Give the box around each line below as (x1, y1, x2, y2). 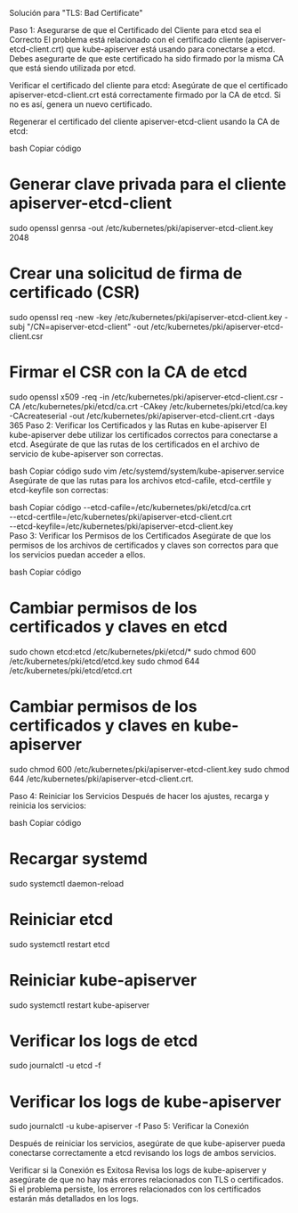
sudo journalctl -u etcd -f (9, 1060, 101, 1071)
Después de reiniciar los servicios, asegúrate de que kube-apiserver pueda (9, 1138, 286, 1149)
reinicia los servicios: (9, 800, 87, 811)
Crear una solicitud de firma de (9, 263, 243, 284)
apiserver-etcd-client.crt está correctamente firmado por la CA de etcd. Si (9, 89, 282, 100)
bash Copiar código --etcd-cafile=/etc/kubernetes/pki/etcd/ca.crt (9, 501, 252, 512)
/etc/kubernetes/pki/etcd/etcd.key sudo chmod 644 (9, 656, 200, 666)
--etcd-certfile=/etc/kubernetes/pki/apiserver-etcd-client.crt (9, 511, 233, 522)
